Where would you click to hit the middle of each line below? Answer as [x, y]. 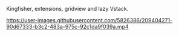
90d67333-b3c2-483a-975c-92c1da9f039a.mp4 [67, 27]
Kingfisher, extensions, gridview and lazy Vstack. [67, 9]
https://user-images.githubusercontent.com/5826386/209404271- [89, 20]
